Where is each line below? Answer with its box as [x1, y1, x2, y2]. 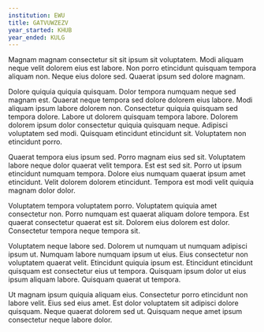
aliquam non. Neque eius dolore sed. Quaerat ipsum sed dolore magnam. [8, 72, 246, 81]
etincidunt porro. [8, 137, 63, 146]
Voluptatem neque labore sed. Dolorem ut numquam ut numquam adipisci [8, 242, 248, 251]
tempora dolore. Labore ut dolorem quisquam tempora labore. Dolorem [8, 112, 239, 122]
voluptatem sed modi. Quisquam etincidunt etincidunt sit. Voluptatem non [8, 129, 247, 138]
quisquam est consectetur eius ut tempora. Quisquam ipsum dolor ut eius [8, 267, 247, 276]
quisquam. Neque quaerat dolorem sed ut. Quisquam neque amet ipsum [8, 307, 243, 316]
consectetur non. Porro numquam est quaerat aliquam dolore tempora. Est [8, 209, 250, 219]
